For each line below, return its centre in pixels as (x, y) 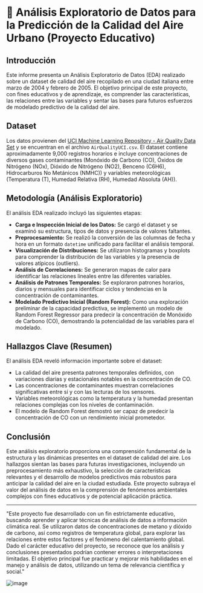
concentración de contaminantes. (57, 295)
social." (15, 572)
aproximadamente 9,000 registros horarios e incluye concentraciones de (97, 153)
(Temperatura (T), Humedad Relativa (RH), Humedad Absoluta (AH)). (92, 179)
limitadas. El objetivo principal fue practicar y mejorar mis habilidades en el (99, 559)
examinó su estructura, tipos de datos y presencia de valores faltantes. (103, 231)
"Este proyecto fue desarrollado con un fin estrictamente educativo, (91, 514)
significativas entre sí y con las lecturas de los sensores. (85, 392)
